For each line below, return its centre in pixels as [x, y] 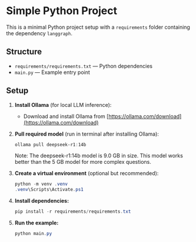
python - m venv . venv [41, 184]
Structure [24, 52]
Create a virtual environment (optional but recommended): [87, 173]
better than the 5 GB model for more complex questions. [83, 162]
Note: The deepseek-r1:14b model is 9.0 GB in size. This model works [99, 156]
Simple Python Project [62, 11]
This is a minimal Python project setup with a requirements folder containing [98, 27]
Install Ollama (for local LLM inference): [63, 105]
